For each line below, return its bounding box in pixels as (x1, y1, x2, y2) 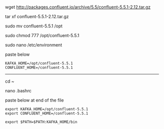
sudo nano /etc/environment (5, 42, 62, 48)
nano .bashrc (5, 88, 32, 93)
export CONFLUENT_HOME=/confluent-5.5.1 (5, 111, 89, 116)
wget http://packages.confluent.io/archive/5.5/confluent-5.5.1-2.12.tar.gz (5, 4, 151, 10)
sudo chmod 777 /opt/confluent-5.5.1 (5, 33, 80, 38)
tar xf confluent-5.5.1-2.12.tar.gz (5, 14, 69, 19)
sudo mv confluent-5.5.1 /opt (5, 23, 62, 29)
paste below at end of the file (5, 97, 64, 103)
